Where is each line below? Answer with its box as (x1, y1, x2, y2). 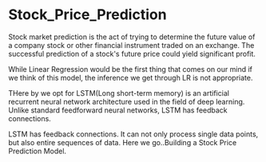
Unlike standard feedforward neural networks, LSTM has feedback (8, 105, 228, 115)
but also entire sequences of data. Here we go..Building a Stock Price (8, 137, 237, 147)
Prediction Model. (8, 146, 66, 156)
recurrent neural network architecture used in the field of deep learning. (8, 97, 245, 106)
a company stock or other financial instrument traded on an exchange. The (8, 40, 255, 49)
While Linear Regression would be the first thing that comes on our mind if (8, 64, 253, 73)
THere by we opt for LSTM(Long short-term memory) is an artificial (8, 88, 230, 97)
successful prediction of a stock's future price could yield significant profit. (8, 49, 256, 58)
